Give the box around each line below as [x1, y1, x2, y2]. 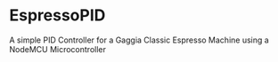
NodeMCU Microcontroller [9, 43, 107, 54]
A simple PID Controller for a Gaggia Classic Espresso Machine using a [9, 35, 269, 45]
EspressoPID [9, 5, 106, 26]
